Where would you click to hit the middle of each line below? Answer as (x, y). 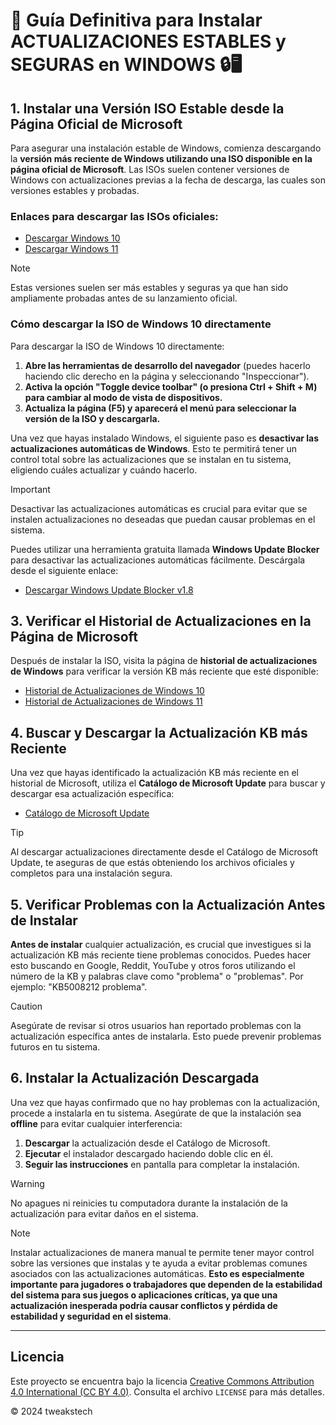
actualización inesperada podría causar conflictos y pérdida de (144, 1305)
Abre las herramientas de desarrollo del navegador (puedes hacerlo (167, 365)
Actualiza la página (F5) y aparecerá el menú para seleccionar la (160, 408)
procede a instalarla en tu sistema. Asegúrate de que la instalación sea (156, 1113)
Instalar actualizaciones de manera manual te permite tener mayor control (162, 1252)
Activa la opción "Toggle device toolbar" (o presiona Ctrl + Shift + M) (171, 386)
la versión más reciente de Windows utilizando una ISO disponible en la (161, 158)
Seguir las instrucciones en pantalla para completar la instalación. (162, 1164)
